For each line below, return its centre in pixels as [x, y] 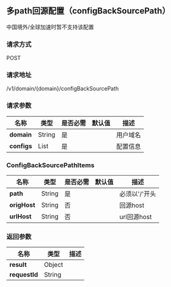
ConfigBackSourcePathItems [50, 165]
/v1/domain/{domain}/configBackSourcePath [63, 89]
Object [53, 265]
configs [21, 146]
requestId [24, 275]
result [18, 265]
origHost [22, 205]
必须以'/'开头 [138, 194]
